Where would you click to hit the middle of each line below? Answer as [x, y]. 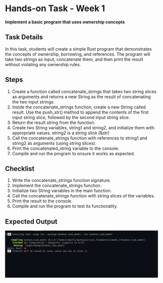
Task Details [24, 37]
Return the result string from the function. [54, 123]
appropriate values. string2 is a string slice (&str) [61, 133]
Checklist [20, 168]
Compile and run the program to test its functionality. [65, 206]
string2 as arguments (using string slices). [54, 143]
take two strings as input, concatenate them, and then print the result [74, 59]
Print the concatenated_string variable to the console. [65, 148]
